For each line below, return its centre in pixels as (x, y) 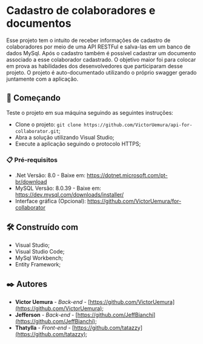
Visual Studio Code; (40, 251)
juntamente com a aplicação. (42, 79)
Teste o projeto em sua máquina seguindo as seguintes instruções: (90, 112)
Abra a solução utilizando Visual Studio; (65, 137)
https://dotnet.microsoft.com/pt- (127, 175)
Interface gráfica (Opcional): (50, 201)
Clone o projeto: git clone (48, 124)
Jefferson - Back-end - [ (46, 315)
